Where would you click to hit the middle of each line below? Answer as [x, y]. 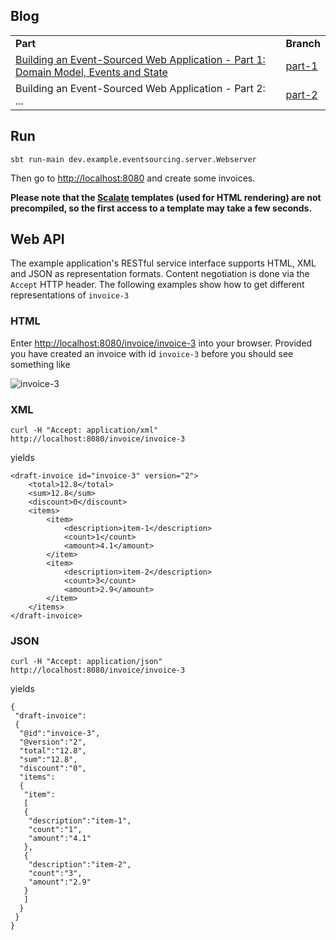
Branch [303, 43]
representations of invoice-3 [70, 295]
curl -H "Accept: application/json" [86, 662]
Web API [37, 239]
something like [40, 364]
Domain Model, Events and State [91, 72]
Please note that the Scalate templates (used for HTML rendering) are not [166, 197]
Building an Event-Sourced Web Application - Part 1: [140, 59]
